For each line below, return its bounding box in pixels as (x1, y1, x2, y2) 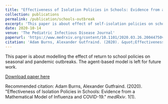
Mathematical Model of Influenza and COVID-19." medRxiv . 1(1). (5, 94, 136, 100)
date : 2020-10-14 (5, 26, 41, 31)
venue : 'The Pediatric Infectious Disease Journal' (5, 30, 115, 35)
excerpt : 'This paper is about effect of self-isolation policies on (5, 21, 153, 26)
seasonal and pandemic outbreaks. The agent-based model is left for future (5, 58, 161, 65)
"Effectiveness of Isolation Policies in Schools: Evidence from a (5, 88, 135, 95)
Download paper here (5, 73, 50, 80)
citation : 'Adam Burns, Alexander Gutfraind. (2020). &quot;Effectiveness (5, 40, 164, 45)
